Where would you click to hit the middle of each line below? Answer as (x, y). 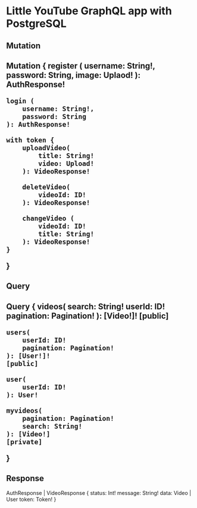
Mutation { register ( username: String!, (81, 66)
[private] (24, 442)
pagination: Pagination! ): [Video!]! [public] (87, 316)
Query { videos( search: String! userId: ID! (86, 306)
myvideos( (24, 411)
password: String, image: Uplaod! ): (74, 75)
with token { (30, 140)
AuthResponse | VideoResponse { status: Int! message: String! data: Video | (99, 492)
